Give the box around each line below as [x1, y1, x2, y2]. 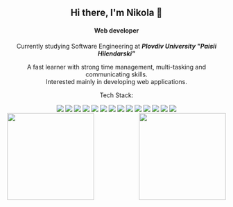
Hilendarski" [98, 49, 135, 58]
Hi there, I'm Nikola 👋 [70, 7, 163, 19]
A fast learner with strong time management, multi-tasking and [26, 63, 207, 71]
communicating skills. [85, 70, 148, 78]
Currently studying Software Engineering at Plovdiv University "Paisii [16, 42, 217, 50]
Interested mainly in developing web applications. [46, 77, 187, 85]
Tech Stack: [99, 91, 134, 99]
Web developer [94, 26, 139, 35]
